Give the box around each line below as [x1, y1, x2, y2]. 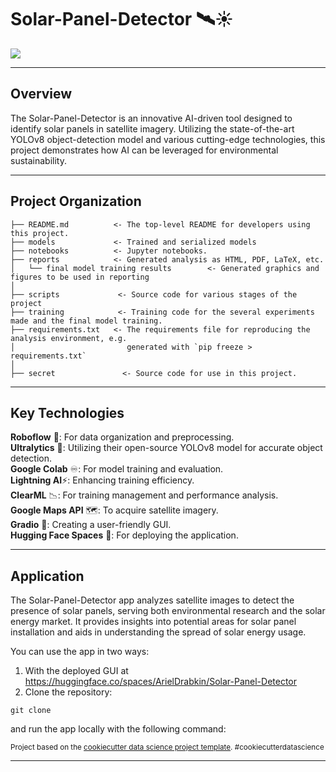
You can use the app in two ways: [10, 646, 150, 658]
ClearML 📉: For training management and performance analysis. [10, 489, 279, 501]
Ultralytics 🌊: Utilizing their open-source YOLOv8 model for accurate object [10, 442, 323, 454]
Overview [10, 86, 73, 103]
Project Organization [10, 193, 142, 210]
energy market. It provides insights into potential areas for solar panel [10, 616, 297, 628]
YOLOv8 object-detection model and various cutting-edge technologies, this [10, 133, 326, 145]
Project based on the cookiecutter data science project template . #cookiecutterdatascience [10, 742, 325, 753]
